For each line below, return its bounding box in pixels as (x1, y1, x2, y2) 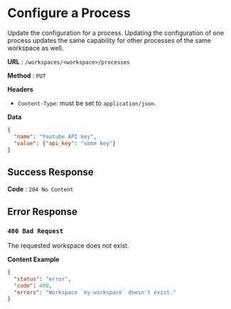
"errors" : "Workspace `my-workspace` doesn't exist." (14, 288, 176, 296)
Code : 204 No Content (7, 185, 74, 194)
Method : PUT (7, 71, 46, 80)
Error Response (7, 205, 78, 218)
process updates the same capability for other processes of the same (7, 36, 212, 44)
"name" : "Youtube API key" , (14, 133, 97, 140)
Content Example (7, 255, 60, 263)
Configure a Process (7, 5, 131, 21)
